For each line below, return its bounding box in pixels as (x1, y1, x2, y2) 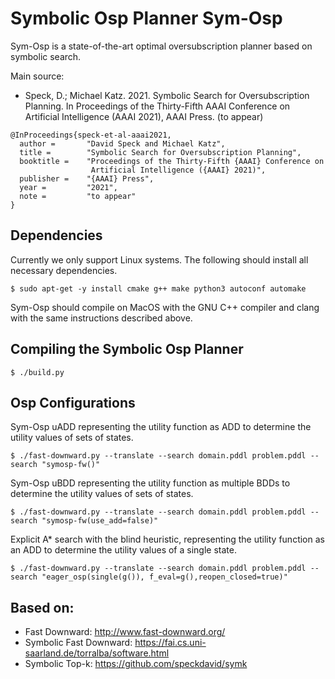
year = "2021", (19, 182, 118, 192)
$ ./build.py (10, 367, 65, 377)
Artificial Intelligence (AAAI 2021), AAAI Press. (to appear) (24, 110, 264, 122)
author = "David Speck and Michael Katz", (19, 138, 226, 149)
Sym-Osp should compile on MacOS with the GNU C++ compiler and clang (10, 301, 320, 313)
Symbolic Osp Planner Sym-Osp (10, 7, 283, 30)
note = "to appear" (19, 191, 137, 201)
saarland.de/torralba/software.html (24, 647, 170, 659)
